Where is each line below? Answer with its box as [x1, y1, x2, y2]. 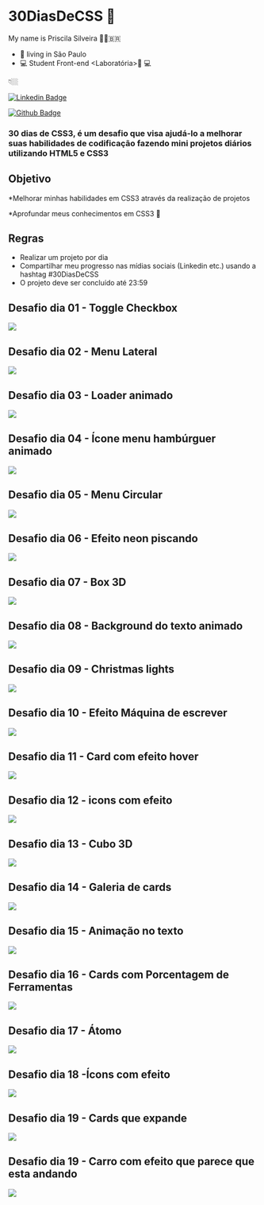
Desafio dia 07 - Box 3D [8, 575, 127, 589]
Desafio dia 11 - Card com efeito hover [8, 750, 199, 763]
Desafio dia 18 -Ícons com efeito [8, 1067, 170, 1081]
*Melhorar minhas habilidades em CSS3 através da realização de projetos [8, 193, 251, 203]
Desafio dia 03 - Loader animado [8, 389, 174, 402]
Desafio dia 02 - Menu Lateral [8, 345, 158, 358]
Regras [8, 232, 44, 246]
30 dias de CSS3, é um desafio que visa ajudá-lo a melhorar [8, 127, 243, 138]
